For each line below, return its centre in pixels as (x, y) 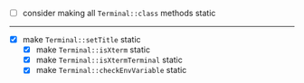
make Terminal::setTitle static (82, 40)
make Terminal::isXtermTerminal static (109, 60)
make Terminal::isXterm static (93, 50)
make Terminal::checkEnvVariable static (111, 70)
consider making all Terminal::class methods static (119, 13)
